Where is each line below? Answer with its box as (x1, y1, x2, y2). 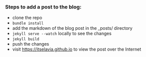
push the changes (12, 41, 49, 47)
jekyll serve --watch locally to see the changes (12, 31, 112, 37)
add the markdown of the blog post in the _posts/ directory (12, 25, 133, 31)
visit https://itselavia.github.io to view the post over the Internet (12, 46, 142, 53)
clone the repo (12, 15, 43, 21)
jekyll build (12, 37, 40, 42)
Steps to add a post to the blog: (5, 3, 82, 10)
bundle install (12, 21, 44, 26)
